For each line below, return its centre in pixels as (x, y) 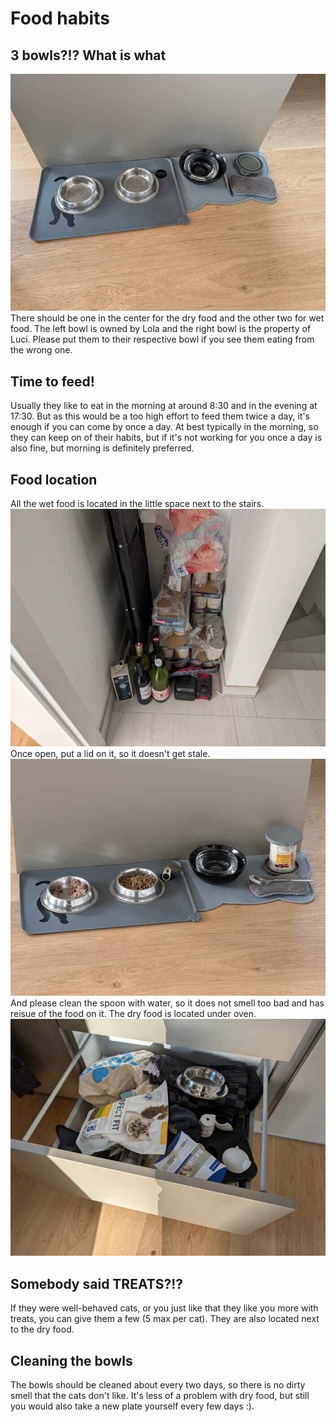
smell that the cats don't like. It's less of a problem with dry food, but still (160, 1395)
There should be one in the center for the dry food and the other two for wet (167, 318)
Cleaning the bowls (71, 1360)
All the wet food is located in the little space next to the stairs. (137, 504)
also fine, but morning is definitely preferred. (102, 448)
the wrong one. (41, 350)
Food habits (60, 18)
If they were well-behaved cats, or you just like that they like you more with (164, 1308)
